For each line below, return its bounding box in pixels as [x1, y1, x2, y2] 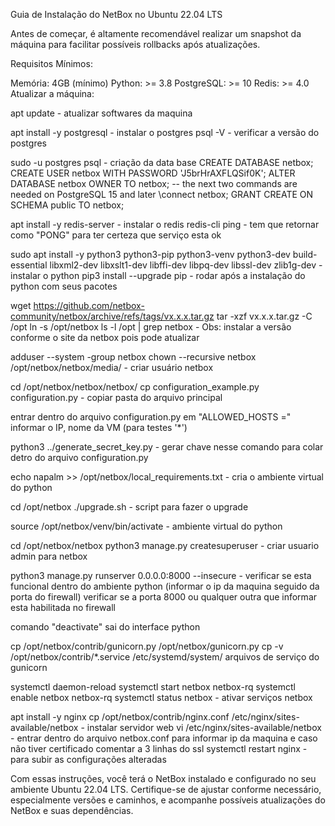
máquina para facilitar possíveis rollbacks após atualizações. [10, 39, 261, 50]
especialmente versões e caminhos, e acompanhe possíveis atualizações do [10, 794, 326, 806]
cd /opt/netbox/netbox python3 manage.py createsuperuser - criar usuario [10, 540, 320, 551]
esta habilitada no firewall [10, 602, 116, 613]
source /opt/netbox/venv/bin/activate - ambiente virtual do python [10, 520, 283, 532]
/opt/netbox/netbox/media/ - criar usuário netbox [10, 362, 214, 373]
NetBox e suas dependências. [10, 805, 134, 816]
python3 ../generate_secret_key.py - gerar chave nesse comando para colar [10, 441, 324, 453]
